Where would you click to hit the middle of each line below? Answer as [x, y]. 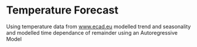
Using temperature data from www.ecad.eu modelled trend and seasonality [98, 26]
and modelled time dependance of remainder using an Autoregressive [92, 32]
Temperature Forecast [62, 10]
